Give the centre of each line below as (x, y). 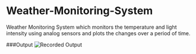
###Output (20, 45)
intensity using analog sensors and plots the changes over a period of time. (98, 33)
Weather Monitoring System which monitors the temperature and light (91, 27)
